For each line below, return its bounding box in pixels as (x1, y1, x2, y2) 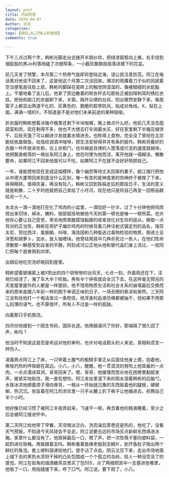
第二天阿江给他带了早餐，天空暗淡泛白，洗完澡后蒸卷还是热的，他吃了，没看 (5, 422, 164, 428)
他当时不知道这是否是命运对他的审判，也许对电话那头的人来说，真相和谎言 (5, 339, 159, 346)
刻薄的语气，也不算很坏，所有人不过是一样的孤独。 (9, 301, 116, 307)
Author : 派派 (5, 21, 31, 27)
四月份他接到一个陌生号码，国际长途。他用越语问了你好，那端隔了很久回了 (5, 322, 159, 328)
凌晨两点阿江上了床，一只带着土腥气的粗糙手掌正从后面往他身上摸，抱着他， (5, 356, 164, 363)
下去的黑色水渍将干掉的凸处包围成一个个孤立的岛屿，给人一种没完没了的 (14, 453, 164, 459)
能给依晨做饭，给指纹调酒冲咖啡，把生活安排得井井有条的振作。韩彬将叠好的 (5, 139, 164, 145)
